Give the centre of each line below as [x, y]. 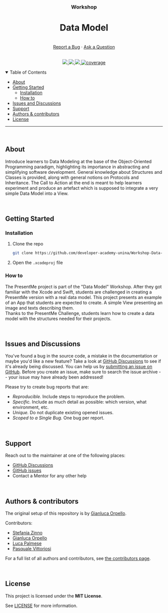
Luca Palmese [27, 543]
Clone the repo [28, 244]
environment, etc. [30, 407]
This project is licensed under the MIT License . [54, 596]
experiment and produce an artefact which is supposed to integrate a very [82, 188]
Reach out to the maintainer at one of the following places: [65, 455]
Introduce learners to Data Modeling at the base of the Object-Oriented [78, 161]
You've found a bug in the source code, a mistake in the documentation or [81, 356]
